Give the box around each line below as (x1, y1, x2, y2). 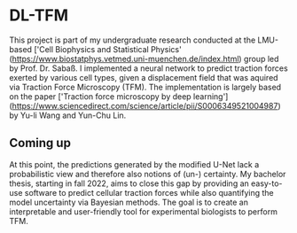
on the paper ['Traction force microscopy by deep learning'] (9, 90, 229, 102)
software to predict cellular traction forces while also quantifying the (24, 187, 274, 198)
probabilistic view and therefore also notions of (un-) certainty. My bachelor (9, 168, 286, 179)
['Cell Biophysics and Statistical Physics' (34, 43, 182, 54)
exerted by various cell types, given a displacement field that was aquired (9, 72, 278, 82)
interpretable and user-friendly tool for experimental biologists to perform (9, 206, 277, 217)
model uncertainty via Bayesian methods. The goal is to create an (9, 197, 248, 207)
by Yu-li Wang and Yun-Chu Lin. (9, 110, 127, 120)
